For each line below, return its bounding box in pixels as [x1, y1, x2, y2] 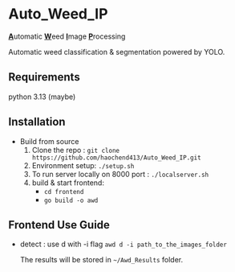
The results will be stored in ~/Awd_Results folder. [19, 255, 183, 265]
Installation [8, 115, 66, 129]
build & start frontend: [31, 178, 104, 188]
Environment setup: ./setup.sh [31, 160, 135, 170]
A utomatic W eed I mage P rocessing [8, 31, 126, 41]
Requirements [8, 70, 80, 84]
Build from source [19, 136, 79, 146]
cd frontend [43, 188, 84, 196]
